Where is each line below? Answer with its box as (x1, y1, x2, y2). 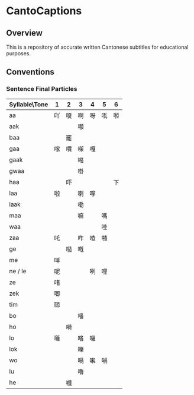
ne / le (9, 267, 27, 275)
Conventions (6, 67, 55, 77)
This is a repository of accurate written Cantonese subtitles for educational (6, 43, 189, 50)
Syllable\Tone (9, 100, 48, 108)
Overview (6, 28, 43, 38)
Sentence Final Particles (6, 85, 77, 93)
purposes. (6, 50, 31, 57)
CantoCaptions (6, 4, 82, 18)
